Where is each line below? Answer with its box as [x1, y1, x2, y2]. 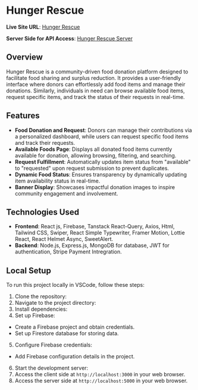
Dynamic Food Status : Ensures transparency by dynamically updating [14, 171, 187, 178]
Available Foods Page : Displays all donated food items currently [14, 146, 172, 153]
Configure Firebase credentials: [14, 341, 93, 349]
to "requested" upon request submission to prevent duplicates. [14, 165, 169, 172]
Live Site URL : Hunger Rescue [6, 23, 80, 30]
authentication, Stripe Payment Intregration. [14, 248, 122, 255]
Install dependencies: [14, 305, 68, 313]
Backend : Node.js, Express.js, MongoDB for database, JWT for [14, 242, 170, 249]
